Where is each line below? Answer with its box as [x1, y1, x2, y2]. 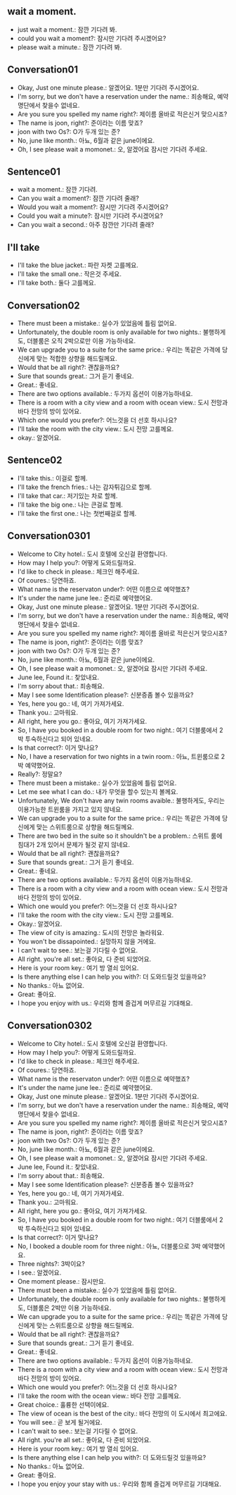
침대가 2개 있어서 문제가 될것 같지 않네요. [17, 840, 130, 848]
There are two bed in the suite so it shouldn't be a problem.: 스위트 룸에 [17, 831, 223, 840]
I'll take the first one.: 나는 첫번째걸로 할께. [17, 509, 137, 517]
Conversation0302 [7, 1019, 93, 1031]
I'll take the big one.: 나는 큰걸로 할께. [17, 500, 123, 509]
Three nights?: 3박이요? [17, 1259, 86, 1267]
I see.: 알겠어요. [17, 1268, 62, 1277]
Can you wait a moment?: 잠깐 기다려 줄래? [17, 194, 139, 203]
